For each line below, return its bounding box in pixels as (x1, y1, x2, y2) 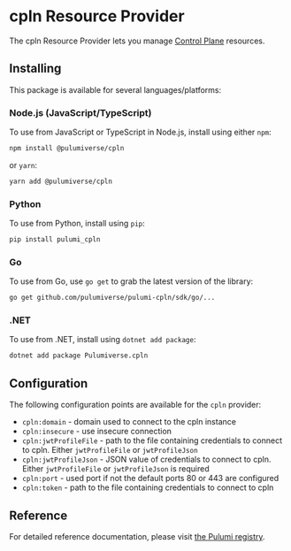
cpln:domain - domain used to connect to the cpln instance (21, 417, 237, 427)
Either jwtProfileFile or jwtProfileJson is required (21, 463, 210, 474)
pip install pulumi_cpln (9, 235, 101, 244)
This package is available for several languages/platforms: (9, 84, 222, 95)
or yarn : (9, 159, 38, 170)
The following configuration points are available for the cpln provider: (9, 400, 262, 410)
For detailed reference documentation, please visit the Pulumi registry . (9, 531, 265, 541)
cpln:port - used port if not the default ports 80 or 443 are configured (21, 473, 280, 484)
